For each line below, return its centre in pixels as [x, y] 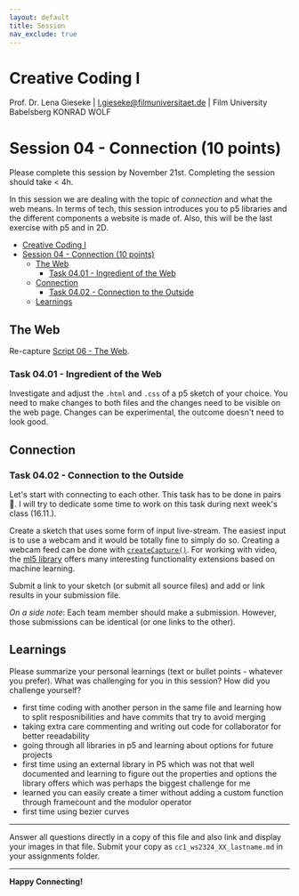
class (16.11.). [33, 513]
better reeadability [56, 736]
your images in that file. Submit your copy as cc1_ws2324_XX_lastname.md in [146, 846]
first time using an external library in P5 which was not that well [138, 764]
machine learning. [42, 569]
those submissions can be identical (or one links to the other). [122, 622]
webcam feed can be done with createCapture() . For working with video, [143, 550]
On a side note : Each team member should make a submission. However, [143, 613]
